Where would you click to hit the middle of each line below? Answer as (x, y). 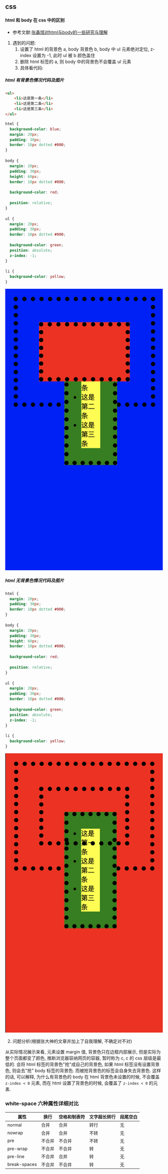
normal (14, 1125)
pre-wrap (17, 1149)
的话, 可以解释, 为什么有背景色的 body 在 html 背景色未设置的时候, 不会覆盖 (82, 1077)
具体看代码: (31, 67)
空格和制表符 (72, 1117)
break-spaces (22, 1165)
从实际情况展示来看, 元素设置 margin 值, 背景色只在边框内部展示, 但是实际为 (83, 1052)
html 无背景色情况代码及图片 (34, 581)
